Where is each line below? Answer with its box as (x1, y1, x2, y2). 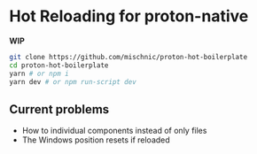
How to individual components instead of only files (21, 126, 207, 136)
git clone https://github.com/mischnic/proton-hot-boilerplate (9, 52, 248, 61)
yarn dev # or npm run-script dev (9, 77, 137, 86)
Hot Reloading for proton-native (9, 6, 249, 27)
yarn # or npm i (9, 69, 69, 78)
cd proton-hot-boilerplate (9, 60, 109, 70)
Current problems (9, 102, 110, 117)
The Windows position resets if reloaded (21, 135, 170, 145)
